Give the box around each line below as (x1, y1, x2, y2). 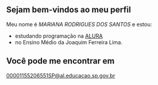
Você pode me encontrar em (6, 56, 115, 66)
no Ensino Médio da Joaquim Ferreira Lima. (14, 38, 123, 45)
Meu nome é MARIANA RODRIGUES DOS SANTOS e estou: (6, 20, 152, 28)
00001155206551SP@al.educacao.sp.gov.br (6, 72, 115, 79)
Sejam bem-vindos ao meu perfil (6, 5, 131, 15)
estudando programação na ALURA (14, 32, 103, 40)
